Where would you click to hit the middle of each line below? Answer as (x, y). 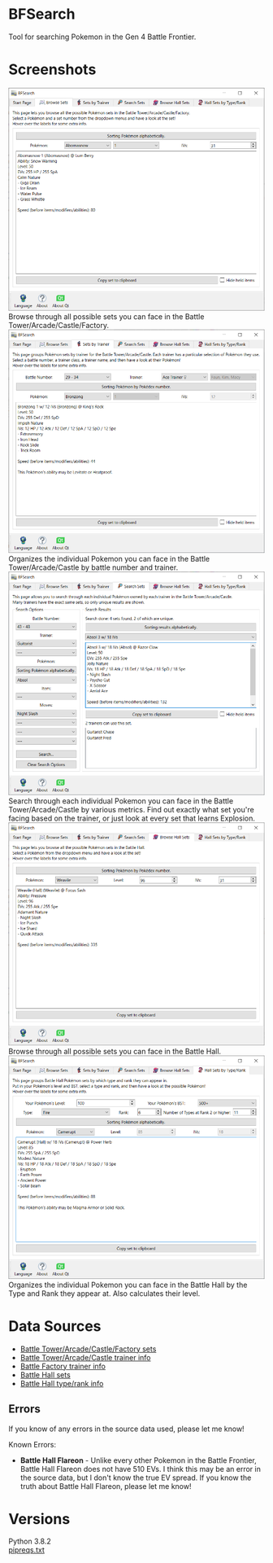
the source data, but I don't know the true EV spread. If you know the (136, 1478)
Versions (39, 1519)
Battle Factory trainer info (63, 1366)
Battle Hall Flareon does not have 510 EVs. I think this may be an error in (141, 1469)
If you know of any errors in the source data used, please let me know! (127, 1429)
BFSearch (42, 14)
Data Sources (55, 1326)
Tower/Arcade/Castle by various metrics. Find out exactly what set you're (131, 809)
